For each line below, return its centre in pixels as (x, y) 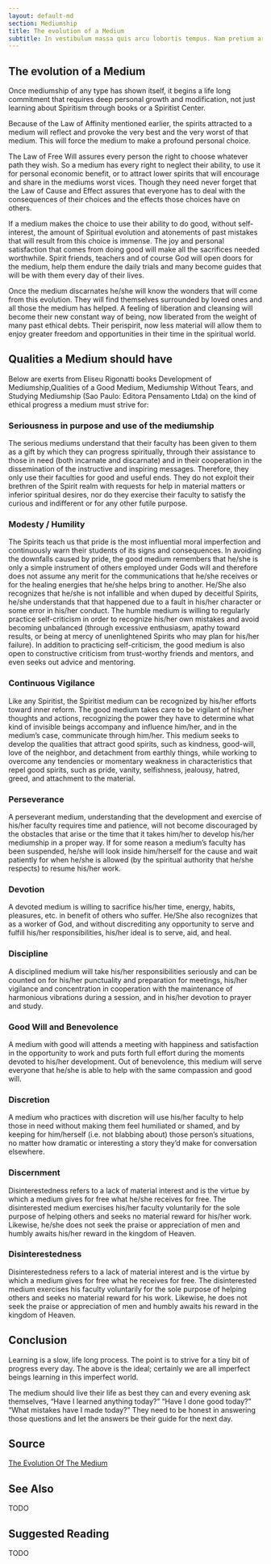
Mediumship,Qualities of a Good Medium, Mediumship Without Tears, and (131, 387)
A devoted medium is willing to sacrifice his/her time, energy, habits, (122, 907)
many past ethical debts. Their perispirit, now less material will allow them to (135, 325)
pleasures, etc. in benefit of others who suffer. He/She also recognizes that (133, 916)
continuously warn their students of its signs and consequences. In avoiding (135, 550)
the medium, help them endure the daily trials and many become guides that (135, 267)
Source (27, 1444)
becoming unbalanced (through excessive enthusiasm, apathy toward (124, 628)
